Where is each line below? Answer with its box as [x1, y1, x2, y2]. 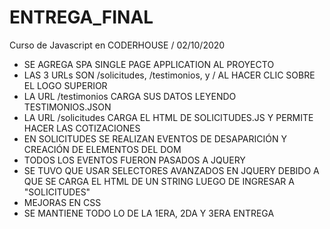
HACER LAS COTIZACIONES [23, 122, 141, 134]
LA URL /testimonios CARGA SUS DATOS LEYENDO [23, 90, 237, 102]
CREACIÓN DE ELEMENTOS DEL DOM [23, 143, 182, 155]
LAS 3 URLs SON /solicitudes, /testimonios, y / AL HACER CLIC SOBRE [23, 69, 316, 81]
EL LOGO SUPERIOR [23, 79, 108, 91]
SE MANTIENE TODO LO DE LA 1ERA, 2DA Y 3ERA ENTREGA [23, 207, 275, 219]
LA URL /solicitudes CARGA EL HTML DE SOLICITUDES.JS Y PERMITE [23, 111, 314, 123]
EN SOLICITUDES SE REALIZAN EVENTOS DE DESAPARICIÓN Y [23, 132, 287, 145]
